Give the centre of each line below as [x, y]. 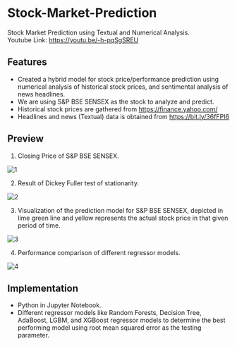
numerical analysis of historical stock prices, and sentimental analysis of [123, 87]
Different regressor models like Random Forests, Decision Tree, [109, 313]
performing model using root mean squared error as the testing [109, 328]
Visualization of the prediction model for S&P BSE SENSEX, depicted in [120, 210]
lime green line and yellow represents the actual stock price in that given [123, 218]
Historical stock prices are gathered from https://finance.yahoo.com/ [117, 109]
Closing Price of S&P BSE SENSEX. [68, 156]
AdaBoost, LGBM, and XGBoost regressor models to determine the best [121, 320]
